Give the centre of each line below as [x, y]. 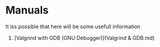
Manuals [27, 10]
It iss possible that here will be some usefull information [73, 26]
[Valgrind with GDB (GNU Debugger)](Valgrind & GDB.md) [84, 38]
